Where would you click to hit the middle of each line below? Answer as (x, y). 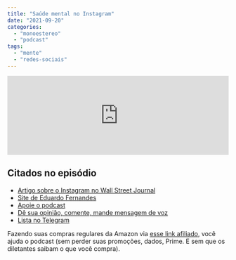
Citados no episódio (52, 173)
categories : (25, 27)
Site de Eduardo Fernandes (57, 197)
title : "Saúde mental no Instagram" (61, 14)
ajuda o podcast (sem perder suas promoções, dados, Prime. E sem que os (116, 241)
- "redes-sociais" (41, 60)
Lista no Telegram (44, 220)
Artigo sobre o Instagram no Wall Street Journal (86, 190)
